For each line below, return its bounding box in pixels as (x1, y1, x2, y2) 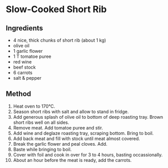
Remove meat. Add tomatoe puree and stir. (13, 124, 103, 130)
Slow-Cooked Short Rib (6, 4, 107, 15)
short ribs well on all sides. (13, 119, 69, 125)
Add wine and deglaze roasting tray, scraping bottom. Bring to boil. (13, 130, 154, 136)
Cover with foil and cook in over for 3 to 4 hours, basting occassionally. (13, 151, 163, 158)
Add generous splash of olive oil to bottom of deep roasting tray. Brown (13, 114, 163, 120)
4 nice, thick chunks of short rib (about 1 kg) (13, 37, 106, 43)
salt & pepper (13, 75, 42, 81)
